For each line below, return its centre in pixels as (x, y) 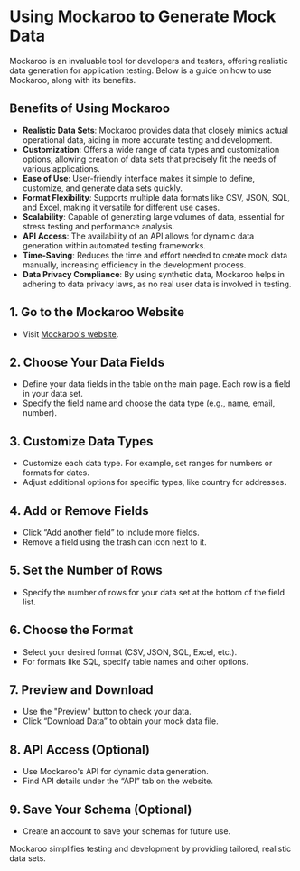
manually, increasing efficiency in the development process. (134, 265)
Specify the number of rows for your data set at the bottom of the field (153, 592)
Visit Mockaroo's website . (70, 334)
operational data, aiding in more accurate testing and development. (147, 140)
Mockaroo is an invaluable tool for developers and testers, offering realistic (149, 61)
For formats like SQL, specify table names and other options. (135, 661)
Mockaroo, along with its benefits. (73, 80)
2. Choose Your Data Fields (87, 362)
